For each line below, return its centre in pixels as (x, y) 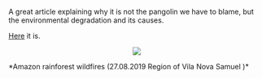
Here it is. (24, 36)
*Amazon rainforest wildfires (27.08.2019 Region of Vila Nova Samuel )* (129, 67)
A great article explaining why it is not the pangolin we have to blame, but (131, 12)
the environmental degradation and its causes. (86, 20)
